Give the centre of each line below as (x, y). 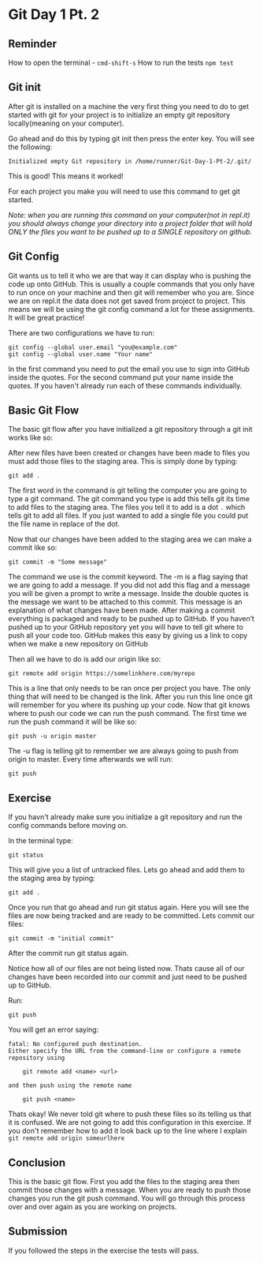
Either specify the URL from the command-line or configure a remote (125, 1051)
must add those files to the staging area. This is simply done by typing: (123, 461)
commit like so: (33, 548)
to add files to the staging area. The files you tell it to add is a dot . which (127, 508)
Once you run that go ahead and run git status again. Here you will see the (129, 907)
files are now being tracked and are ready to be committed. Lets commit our (131, 916)
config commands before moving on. (68, 826)
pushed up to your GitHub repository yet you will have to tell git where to (126, 627)
